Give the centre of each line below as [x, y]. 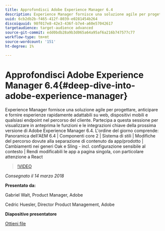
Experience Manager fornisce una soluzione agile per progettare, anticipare [82, 109]
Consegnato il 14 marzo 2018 [35, 176]
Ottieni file [15, 223]
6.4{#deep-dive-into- [90, 85]
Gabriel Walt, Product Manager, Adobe [44, 195]
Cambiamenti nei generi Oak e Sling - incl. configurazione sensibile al [75, 146]
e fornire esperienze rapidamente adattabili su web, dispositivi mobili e [77, 115]
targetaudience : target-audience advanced [49, 28]
